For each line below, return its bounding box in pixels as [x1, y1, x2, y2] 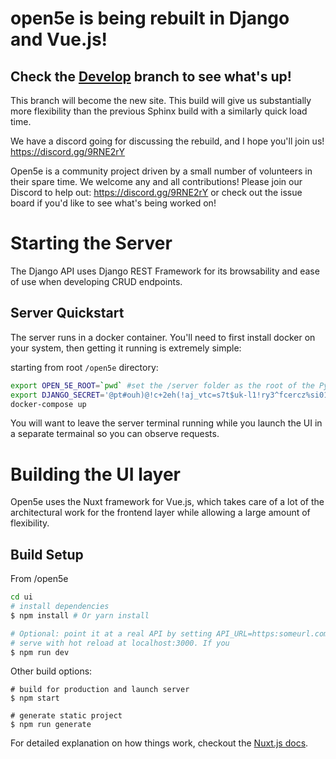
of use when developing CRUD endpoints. [10, 275, 183, 287]
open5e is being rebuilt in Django [10, 7, 290, 30]
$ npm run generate [10, 720, 92, 730]
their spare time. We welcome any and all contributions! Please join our [10, 176, 303, 187]
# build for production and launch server [10, 685, 190, 695]
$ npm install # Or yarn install [10, 610, 150, 621]
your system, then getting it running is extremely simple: [10, 342, 242, 354]
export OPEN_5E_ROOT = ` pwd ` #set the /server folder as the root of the [10, 380, 315, 391]
